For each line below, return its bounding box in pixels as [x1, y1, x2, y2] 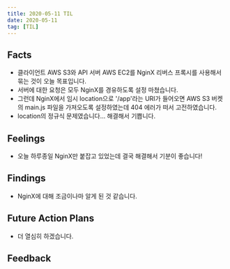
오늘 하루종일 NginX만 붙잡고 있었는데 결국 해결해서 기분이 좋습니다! [17, 152, 203, 160]
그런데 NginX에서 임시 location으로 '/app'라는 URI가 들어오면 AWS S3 [17, 95, 210, 103]
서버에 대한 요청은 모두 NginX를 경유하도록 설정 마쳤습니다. [17, 86, 178, 94]
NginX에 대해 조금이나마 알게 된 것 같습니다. [17, 192, 137, 200]
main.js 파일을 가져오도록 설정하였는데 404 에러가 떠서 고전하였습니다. [24, 103, 217, 112]
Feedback [7, 252, 52, 265]
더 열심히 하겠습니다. [17, 231, 74, 240]
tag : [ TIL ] [7, 23, 39, 30]
